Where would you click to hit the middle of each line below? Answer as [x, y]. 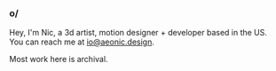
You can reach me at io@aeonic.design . [82, 42]
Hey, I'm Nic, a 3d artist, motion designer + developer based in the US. [138, 33]
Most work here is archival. [59, 59]
